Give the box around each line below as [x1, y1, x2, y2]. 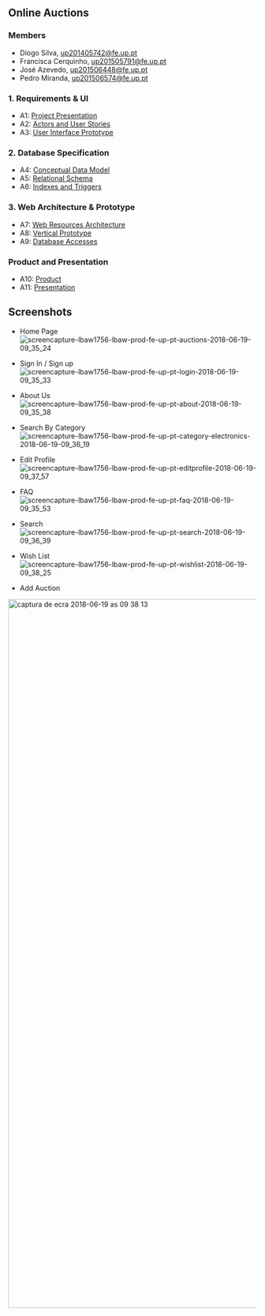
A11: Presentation [19, 282, 76, 291]
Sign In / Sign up [19, 359, 73, 368]
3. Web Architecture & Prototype [8, 201, 136, 212]
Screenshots [8, 306, 73, 319]
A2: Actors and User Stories [19, 118, 111, 129]
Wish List [19, 551, 50, 560]
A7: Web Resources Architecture [19, 220, 126, 229]
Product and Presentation [8, 256, 109, 267]
